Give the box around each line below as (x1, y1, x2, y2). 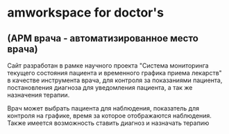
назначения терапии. (7, 91, 70, 99)
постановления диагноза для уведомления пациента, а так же (7, 84, 193, 91)
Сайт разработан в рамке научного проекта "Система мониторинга (7, 61, 210, 70)
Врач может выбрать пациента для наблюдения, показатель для (7, 104, 200, 112)
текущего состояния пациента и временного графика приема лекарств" (7, 69, 222, 77)
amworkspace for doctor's (7, 5, 164, 21)
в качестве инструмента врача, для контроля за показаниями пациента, (7, 76, 223, 84)
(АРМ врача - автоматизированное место (7, 32, 199, 44)
